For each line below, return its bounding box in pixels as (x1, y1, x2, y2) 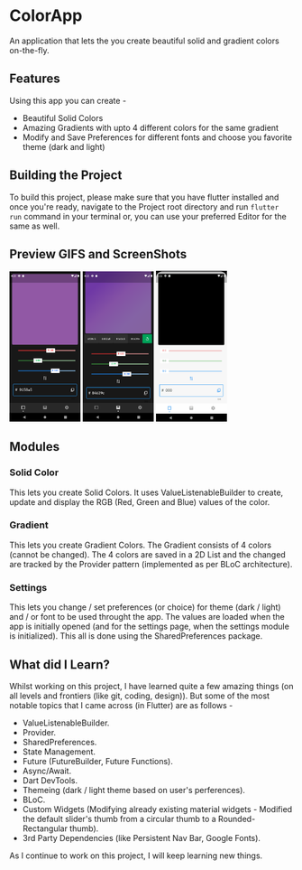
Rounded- (217, 813, 256, 824)
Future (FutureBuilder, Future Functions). (22, 755, 173, 766)
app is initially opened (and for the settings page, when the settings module (9, 621, 290, 632)
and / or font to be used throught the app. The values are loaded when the (9, 612, 286, 622)
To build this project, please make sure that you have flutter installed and (9, 192, 279, 202)
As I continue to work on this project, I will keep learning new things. (9, 850, 263, 861)
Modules (9, 439, 60, 454)
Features (9, 71, 60, 87)
